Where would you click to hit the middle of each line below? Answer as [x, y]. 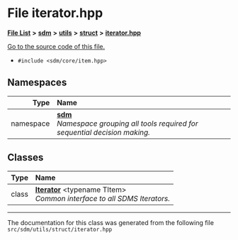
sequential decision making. [103, 132]
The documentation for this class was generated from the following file [111, 222]
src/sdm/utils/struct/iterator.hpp [60, 229]
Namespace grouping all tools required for [127, 124]
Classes [25, 158]
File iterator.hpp [55, 13]
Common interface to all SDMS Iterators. [103, 198]
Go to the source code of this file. [56, 46]
